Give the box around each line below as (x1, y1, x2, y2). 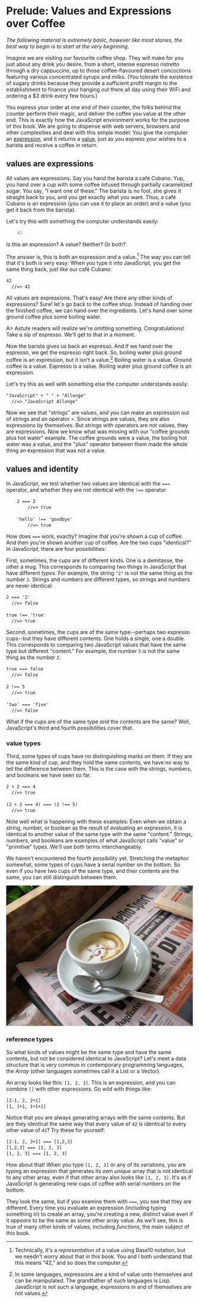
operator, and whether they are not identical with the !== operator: (6, 486, 168, 493)
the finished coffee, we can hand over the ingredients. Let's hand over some (6, 307, 192, 314)
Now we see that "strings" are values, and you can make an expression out (6, 409, 190, 416)
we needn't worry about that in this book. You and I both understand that (14, 1253, 192, 1260)
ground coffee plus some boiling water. (6, 313, 102, 320)
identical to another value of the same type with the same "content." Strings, (6, 831, 192, 838)
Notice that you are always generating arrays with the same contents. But (6, 1114, 185, 1121)
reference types (6, 1035, 53, 1044)
